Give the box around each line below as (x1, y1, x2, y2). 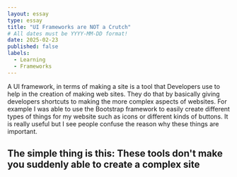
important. (7, 127, 37, 135)
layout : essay (7, 10, 50, 18)
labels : (7, 50, 30, 57)
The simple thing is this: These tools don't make (7, 147, 223, 159)
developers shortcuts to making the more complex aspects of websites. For (7, 97, 228, 106)
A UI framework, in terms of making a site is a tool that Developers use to (7, 82, 221, 90)
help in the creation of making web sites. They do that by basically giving (7, 90, 221, 98)
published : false (7, 43, 59, 50)
